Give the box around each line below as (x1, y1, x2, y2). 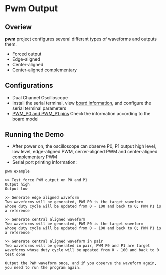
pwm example (5, 169, 30, 174)
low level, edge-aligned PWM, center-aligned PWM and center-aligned (12, 148, 158, 154)
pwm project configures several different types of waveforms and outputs (5, 36, 157, 42)
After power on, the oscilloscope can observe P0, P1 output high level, (12, 143, 157, 149)
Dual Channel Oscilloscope (12, 94, 68, 100)
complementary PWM (12, 154, 57, 160)
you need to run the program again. (5, 265, 81, 270)
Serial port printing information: (12, 159, 77, 165)
